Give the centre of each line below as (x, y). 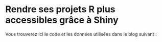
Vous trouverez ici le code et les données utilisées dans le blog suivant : (81, 34)
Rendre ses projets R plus (61, 9)
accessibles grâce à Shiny (62, 20)
